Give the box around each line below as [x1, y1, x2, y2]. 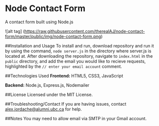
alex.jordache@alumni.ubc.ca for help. [5, 106, 82, 112]
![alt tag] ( [5, 28, 25, 34]
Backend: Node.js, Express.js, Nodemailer [5, 82, 90, 88]
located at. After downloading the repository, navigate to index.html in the [5, 53, 153, 59]
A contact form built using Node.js [5, 19, 74, 25]
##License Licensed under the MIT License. [5, 92, 93, 97]
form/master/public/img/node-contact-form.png [5, 33, 101, 39]
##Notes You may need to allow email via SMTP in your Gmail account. [5, 115, 147, 121]
